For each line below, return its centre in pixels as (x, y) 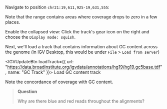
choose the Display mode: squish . (40, 37)
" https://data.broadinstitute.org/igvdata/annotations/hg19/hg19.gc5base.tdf (83, 67)
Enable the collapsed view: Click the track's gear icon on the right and (77, 32)
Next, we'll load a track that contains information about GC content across (81, 47)
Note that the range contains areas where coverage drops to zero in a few (81, 17)
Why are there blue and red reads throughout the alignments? (81, 101)
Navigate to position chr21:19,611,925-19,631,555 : (57, 7)
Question (27, 91)
